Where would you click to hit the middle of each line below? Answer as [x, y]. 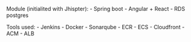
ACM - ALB [20, 33]
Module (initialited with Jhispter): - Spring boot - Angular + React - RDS [96, 9]
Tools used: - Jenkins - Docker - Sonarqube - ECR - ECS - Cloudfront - [95, 27]
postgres [17, 15]
